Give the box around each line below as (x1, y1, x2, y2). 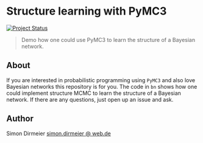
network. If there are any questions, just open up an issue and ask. (6, 96, 174, 103)
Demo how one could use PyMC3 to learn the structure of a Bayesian (21, 36, 196, 43)
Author (6, 114, 34, 124)
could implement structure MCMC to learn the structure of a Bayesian (6, 89, 182, 97)
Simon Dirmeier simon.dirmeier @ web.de (6, 130, 111, 137)
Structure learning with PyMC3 (6, 4, 167, 18)
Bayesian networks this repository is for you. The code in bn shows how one (6, 83, 198, 90)
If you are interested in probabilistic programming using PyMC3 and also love (6, 76, 196, 83)
